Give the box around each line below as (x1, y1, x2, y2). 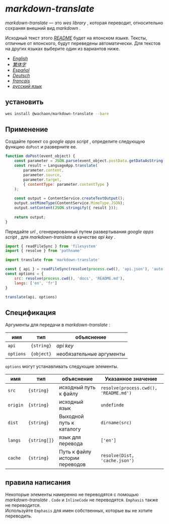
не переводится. (5, 502, 41, 508)
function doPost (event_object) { (5, 153, 75, 159)
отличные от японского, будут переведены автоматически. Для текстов (5, 40, 161, 46)
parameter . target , (23, 177, 62, 182)
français (12, 78, 30, 84)
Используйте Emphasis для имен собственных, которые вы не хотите (5, 508, 153, 514)
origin (8, 402, 24, 408)
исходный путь (58, 384, 96, 391)
